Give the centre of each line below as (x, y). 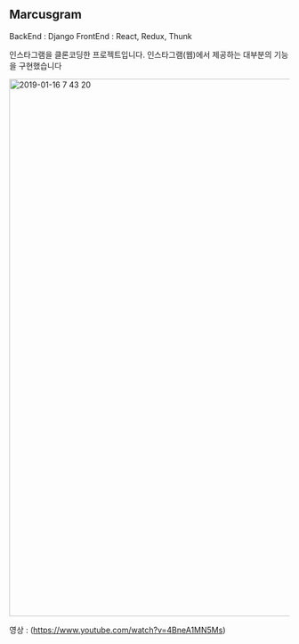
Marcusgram (45, 15)
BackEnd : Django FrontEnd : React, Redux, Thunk (101, 36)
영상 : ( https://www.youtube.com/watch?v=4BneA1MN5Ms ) (117, 630)
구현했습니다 (40, 65)
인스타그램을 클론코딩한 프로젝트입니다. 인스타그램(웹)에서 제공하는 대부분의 (141, 54)
